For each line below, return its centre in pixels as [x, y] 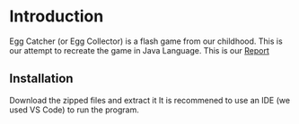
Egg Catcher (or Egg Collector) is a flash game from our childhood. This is [146, 41]
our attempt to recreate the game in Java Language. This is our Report [139, 50]
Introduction [57, 17]
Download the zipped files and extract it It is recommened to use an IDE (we [149, 100]
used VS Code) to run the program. [74, 110]
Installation [41, 79]
